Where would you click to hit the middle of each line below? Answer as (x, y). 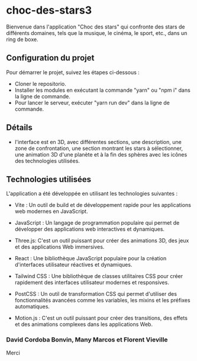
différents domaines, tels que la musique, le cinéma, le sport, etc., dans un (97, 33)
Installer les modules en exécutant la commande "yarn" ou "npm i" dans (102, 90)
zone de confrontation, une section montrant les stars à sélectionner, (99, 148)
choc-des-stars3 (49, 10)
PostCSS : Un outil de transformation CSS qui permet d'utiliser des (96, 294)
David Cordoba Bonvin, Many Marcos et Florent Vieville (87, 340)
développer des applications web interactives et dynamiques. (89, 229)
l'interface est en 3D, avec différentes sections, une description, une (98, 142)
